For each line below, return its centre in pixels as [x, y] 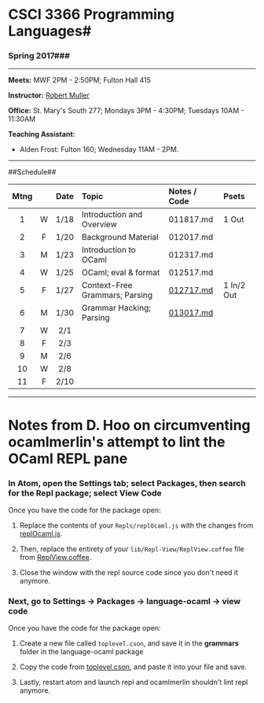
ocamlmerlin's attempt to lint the [117, 442]
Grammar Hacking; [116, 308]
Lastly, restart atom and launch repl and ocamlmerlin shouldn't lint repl [134, 683]
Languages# [50, 31]
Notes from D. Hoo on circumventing [130, 425]
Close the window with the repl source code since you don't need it [128, 572]
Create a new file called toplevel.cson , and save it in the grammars [129, 643]
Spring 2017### [39, 56]
